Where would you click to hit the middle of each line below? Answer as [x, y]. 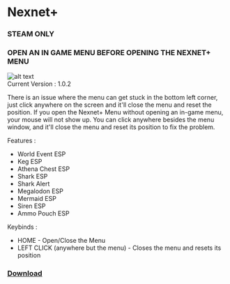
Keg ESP [30, 162]
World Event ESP [41, 154]
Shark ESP [32, 177]
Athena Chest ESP [44, 169]
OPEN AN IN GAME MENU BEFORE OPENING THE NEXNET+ [109, 53]
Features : [22, 141]
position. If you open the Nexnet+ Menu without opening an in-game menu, [115, 112]
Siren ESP [31, 206]
